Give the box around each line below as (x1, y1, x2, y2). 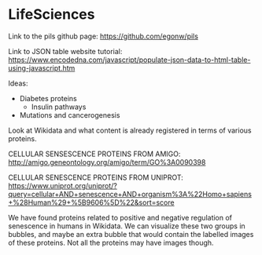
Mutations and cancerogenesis (19, 110, 120, 119)
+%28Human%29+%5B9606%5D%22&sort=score (8, 198, 175, 207)
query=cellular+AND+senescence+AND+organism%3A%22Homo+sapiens (8, 189, 252, 199)
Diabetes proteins (19, 93, 77, 103)
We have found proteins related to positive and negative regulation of (8, 213, 233, 222)
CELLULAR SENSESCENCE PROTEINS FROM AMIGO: (8, 149, 181, 158)
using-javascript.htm (8, 63, 76, 72)
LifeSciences (8, 5, 95, 24)
